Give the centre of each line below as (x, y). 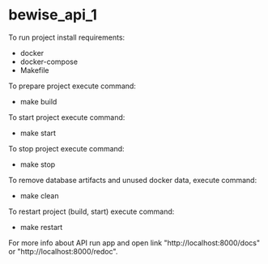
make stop (38, 164)
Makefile (34, 70)
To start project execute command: (67, 117)
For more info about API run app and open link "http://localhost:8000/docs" (134, 243)
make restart (41, 227)
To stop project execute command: (66, 148)
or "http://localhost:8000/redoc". (63, 251)
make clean (39, 195)
